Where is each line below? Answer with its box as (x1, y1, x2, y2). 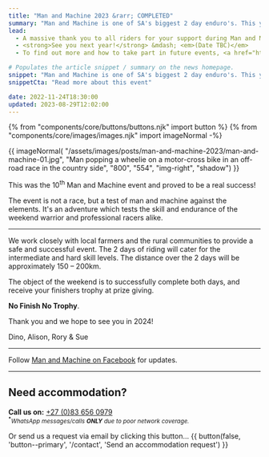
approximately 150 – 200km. (8, 261, 102, 271)
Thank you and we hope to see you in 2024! (8, 317, 154, 326)
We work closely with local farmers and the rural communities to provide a (8, 236, 254, 245)
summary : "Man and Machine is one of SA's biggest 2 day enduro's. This (8, 19, 256, 27)
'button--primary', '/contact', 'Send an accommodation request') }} (8, 439, 229, 449)
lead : (8, 26, 26, 34)
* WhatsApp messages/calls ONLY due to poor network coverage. (8, 415, 190, 425)
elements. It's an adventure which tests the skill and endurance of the (8, 204, 239, 214)
